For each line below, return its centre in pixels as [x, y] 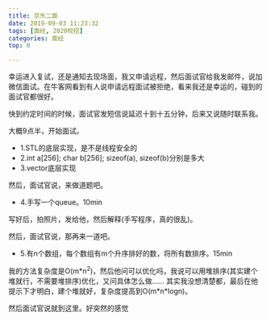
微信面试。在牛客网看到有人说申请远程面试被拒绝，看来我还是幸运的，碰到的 [135, 87]
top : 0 [19, 46]
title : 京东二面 [33, 16]
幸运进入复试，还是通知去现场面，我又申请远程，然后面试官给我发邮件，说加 [135, 76]
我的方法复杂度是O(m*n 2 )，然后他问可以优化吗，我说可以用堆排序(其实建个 [133, 270]
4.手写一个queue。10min [61, 203]
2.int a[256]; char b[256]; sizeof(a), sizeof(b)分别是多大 [112, 158]
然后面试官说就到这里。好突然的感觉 [69, 308]
